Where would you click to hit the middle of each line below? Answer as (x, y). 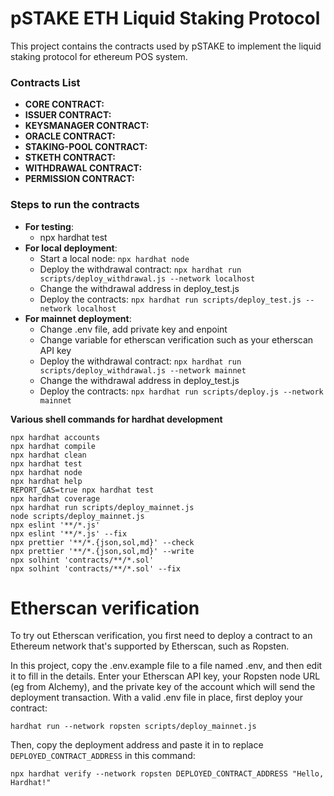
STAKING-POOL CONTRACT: (86, 147)
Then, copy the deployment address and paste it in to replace (137, 745)
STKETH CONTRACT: (70, 158)
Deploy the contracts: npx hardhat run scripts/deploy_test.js (170, 299)
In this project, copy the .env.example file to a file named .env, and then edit (166, 666)
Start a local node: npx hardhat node (114, 258)
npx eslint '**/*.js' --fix (69, 533)
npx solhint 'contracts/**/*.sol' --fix (96, 568)
